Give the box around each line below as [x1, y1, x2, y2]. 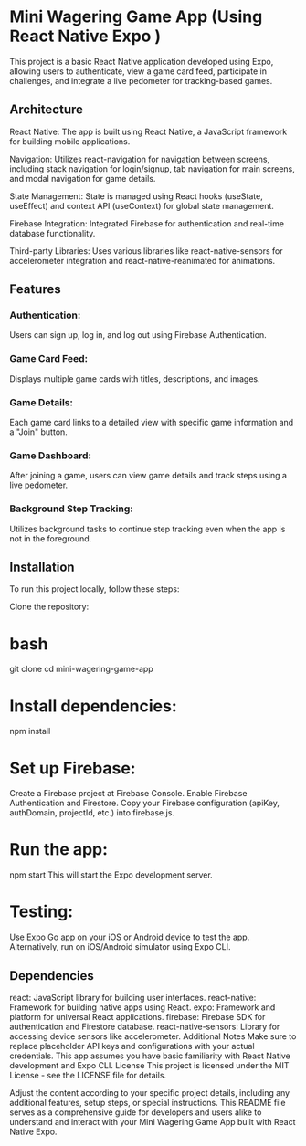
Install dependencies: [9, 696, 178, 716]
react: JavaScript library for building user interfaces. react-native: [9, 992, 257, 1003]
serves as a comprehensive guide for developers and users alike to [9, 1107, 262, 1118]
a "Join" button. [9, 426, 69, 437]
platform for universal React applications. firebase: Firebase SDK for [9, 1011, 266, 1022]
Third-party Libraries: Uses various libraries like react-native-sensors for [9, 245, 283, 257]
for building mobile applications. [9, 135, 131, 147]
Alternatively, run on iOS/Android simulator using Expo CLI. [9, 941, 231, 952]
